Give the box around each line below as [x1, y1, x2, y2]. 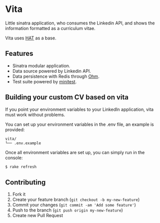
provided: [5, 126, 25, 133]
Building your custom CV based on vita [5, 93, 129, 102]
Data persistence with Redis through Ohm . [12, 73, 100, 79]
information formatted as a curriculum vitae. [5, 25, 96, 31]
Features [5, 49, 33, 58]
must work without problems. [5, 111, 65, 118]
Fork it [12, 191, 26, 198]
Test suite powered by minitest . [12, 78, 77, 84]
